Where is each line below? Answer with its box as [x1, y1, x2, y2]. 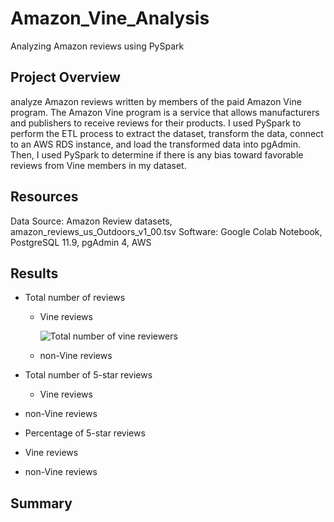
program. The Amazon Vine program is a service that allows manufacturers [10, 106, 320, 118]
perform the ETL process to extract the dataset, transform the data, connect [10, 127, 324, 139]
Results [10, 265, 59, 282]
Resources [10, 188, 79, 206]
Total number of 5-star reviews [24, 369, 153, 381]
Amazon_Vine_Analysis [10, 7, 210, 30]
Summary [10, 495, 73, 512]
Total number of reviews [24, 292, 126, 304]
